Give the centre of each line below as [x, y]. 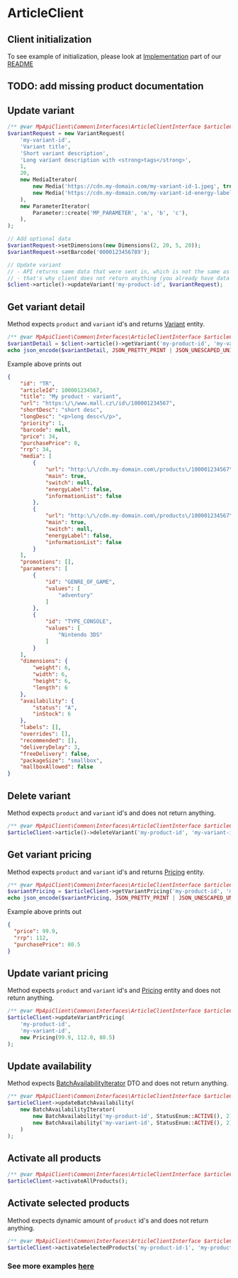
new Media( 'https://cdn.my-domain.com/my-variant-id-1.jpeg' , [126, 186]
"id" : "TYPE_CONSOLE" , [79, 622]
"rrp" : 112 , [32, 938]
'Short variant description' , [65, 153]
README [21, 64]
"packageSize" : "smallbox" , [61, 760]
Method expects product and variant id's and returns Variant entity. [106, 324]
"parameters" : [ [44, 569]
